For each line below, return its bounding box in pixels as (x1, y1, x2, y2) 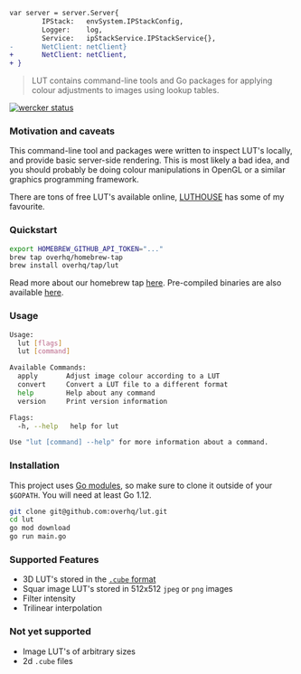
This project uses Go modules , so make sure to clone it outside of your (9, 480, 273, 491)
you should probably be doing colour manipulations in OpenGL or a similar (9, 164, 287, 175)
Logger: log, (42, 25, 103, 34)
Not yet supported (9, 625, 92, 638)
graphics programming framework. (9, 174, 140, 185)
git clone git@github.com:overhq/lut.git (9, 507, 168, 516)
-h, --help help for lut (17, 421, 119, 431)
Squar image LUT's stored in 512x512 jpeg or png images (22, 584, 233, 594)
